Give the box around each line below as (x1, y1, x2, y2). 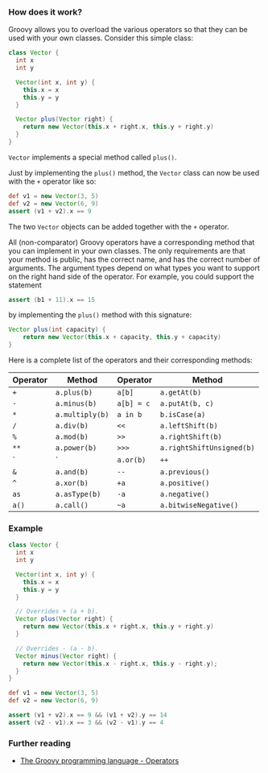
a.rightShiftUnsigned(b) (159, 444, 255, 453)
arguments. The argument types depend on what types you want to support (8, 262, 260, 272)
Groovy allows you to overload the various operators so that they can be (8, 25, 248, 35)
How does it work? (8, 6, 83, 18)
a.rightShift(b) (159, 432, 223, 441)
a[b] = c (116, 399, 150, 408)
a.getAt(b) (159, 388, 202, 397)
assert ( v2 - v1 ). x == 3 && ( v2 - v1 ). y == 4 (8, 718, 164, 726)
